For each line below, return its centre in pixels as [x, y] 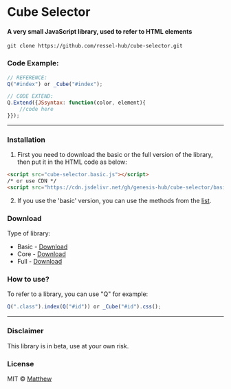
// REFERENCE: [27, 77]
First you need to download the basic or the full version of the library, [115, 155]
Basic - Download [42, 247]
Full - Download [40, 262]
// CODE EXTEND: [30, 96]
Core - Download [42, 254]
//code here [36, 109]
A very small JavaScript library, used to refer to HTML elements [100, 31]
